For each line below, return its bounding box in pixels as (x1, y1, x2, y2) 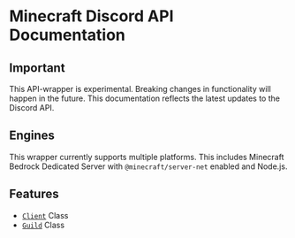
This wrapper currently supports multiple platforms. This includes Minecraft (9, 151, 284, 162)
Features (9, 187, 59, 202)
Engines (9, 128, 56, 143)
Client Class (21, 210, 69, 220)
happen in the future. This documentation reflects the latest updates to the (9, 93, 281, 104)
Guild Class (21, 219, 64, 230)
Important (9, 60, 65, 75)
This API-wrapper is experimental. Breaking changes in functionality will (9, 84, 271, 94)
